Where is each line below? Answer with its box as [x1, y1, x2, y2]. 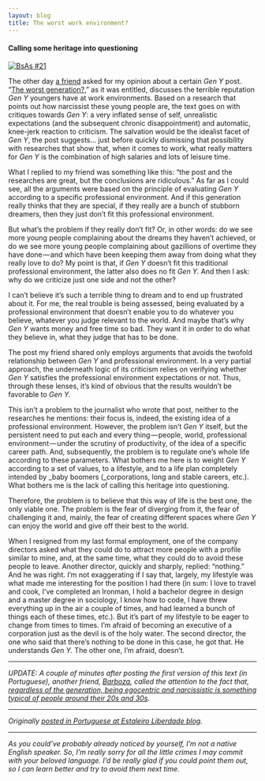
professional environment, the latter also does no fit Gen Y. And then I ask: [8, 266, 250, 276]
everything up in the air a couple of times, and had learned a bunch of [8, 603, 235, 613]
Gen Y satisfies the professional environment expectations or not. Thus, [8, 372, 241, 382]
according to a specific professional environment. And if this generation [8, 192, 241, 202]
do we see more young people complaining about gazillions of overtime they [8, 241, 257, 251]
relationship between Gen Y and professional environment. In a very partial [8, 356, 252, 365]
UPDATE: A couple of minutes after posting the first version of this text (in [8, 668, 248, 677]
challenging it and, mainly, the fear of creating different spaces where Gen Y [8, 512, 256, 522]
